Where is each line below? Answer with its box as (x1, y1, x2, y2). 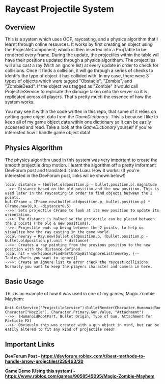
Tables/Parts (5, 255, 32, 260)
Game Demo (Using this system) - (5, 368, 76, 374)
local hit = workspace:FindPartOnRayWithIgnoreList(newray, (5, 251, 131, 256)
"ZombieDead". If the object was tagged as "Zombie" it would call (5, 83, 138, 89)
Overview (5, 23, 36, 32)
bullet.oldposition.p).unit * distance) (5, 238, 89, 243)
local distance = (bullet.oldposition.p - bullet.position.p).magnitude (5, 182, 157, 187)
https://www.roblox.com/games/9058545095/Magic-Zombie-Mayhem (5, 373, 155, 379)
